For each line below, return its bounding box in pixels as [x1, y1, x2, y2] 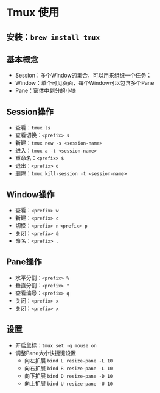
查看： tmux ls [15, 124, 50, 131]
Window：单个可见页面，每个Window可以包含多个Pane [15, 79, 155, 87]
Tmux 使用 [6, 5, 60, 20]
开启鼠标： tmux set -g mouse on [15, 341, 97, 348]
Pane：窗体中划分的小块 [15, 87, 77, 95]
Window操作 [6, 189, 55, 200]
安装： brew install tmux [6, 32, 100, 42]
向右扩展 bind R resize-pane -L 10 [24, 364, 113, 372]
